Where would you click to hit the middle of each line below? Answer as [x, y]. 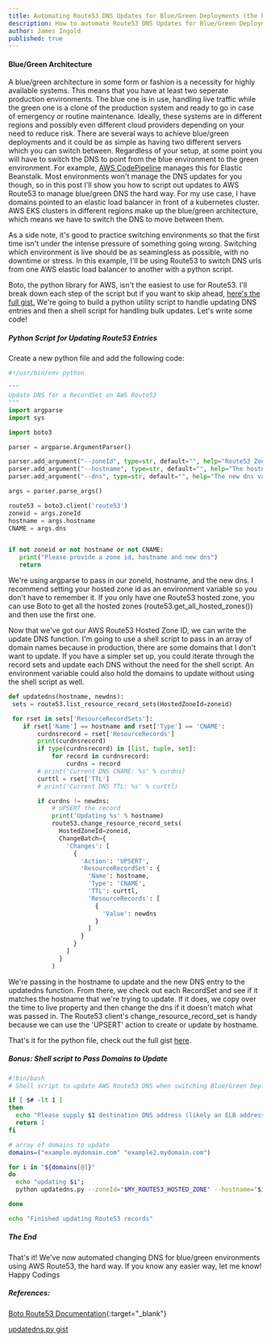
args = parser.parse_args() [56, 491]
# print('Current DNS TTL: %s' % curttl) [108, 786]
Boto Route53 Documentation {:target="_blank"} [88, 1313]
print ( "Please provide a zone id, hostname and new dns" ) [119, 557]
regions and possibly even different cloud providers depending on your [126, 125]
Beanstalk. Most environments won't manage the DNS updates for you [125, 177]
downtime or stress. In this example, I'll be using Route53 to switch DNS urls [135, 261]
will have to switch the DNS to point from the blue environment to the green [133, 159]
